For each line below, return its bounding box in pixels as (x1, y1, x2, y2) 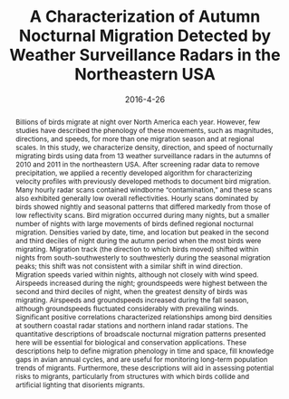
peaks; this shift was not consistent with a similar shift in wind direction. (14, 261, 244, 271)
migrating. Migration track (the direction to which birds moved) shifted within (14, 244, 259, 254)
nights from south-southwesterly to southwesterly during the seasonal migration (14, 252, 271, 262)
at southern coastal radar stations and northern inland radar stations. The (14, 320, 248, 330)
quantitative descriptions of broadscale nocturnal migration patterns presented (14, 328, 266, 338)
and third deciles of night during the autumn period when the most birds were (14, 235, 262, 245)
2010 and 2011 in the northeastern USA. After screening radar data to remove (14, 159, 260, 169)
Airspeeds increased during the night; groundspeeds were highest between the (14, 278, 267, 288)
